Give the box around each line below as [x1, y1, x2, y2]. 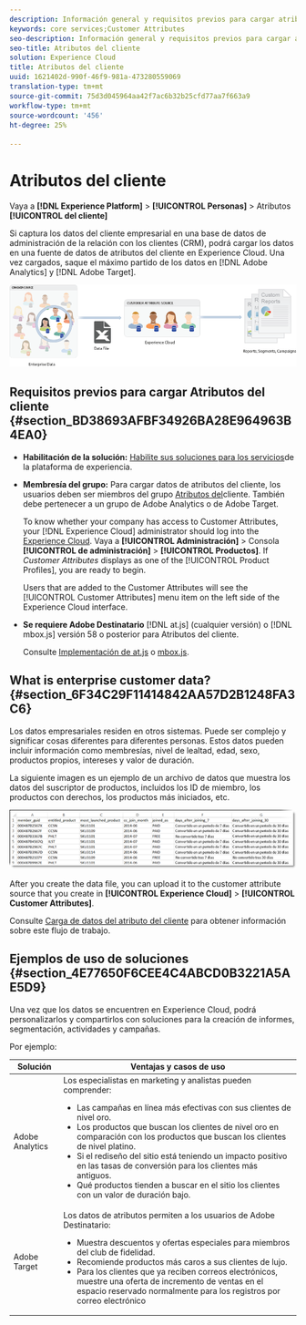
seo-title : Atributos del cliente [9, 44, 141, 53]
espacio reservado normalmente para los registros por [76, 1285, 280, 1296]
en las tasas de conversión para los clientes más [76, 1160, 258, 1171]
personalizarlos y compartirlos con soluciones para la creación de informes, [9, 1013, 295, 1024]
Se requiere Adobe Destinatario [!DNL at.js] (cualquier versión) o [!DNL [22, 619, 293, 630]
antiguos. [76, 1169, 112, 1180]
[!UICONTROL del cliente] [9, 211, 108, 221]
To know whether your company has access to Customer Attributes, [22, 516, 279, 527]
